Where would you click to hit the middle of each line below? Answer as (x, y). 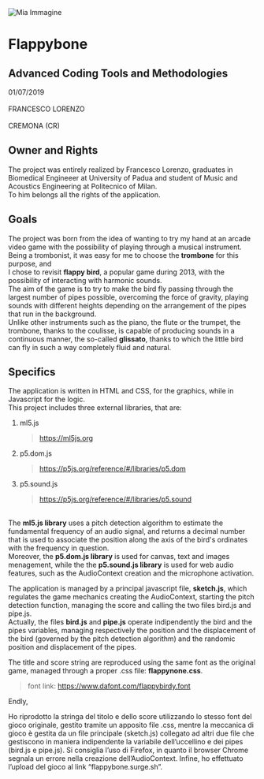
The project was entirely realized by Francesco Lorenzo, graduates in (121, 170)
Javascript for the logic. (46, 399)
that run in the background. (52, 314)
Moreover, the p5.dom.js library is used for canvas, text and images (119, 557)
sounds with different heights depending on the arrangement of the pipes (127, 305)
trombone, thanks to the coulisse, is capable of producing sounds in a (121, 330)
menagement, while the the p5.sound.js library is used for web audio (121, 565)
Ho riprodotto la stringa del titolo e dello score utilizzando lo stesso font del (130, 717)
